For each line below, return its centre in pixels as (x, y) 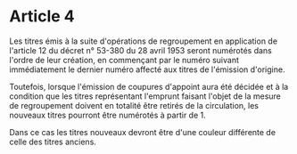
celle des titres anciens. (53, 142)
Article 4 (42, 16)
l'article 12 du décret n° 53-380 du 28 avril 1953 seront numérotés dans (140, 50)
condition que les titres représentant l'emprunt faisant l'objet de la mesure (145, 96)
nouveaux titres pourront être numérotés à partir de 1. (108, 115)
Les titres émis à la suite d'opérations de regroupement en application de (144, 41)
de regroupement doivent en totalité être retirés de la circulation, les (134, 105)
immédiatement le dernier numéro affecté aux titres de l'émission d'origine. (147, 69)
